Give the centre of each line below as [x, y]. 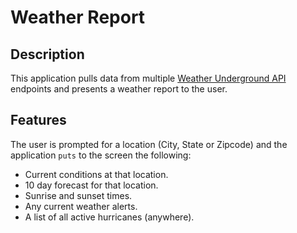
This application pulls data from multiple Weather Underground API [148, 78]
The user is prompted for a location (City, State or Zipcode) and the [149, 144]
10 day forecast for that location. [91, 185]
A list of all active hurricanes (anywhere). [109, 217]
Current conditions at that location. [96, 174]
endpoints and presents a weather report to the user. [119, 89]
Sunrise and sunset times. [78, 195]
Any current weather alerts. [81, 206]
